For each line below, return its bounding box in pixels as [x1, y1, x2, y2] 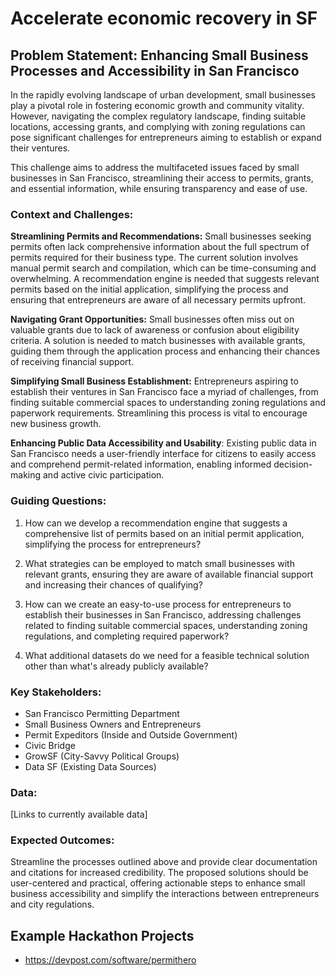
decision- [273, 458, 313, 471]
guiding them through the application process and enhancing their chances [10, 345, 321, 357]
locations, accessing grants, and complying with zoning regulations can [10, 121, 306, 132]
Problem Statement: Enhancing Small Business [10, 47, 309, 64]
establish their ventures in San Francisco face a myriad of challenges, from [10, 386, 319, 398]
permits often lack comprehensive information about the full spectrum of [10, 241, 310, 253]
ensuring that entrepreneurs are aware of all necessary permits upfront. [10, 294, 307, 306]
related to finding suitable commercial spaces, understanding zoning [24, 619, 308, 631]
